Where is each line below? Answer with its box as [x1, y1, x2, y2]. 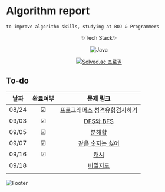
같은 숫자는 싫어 [78, 139, 120, 148]
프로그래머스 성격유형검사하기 [60, 105, 138, 114]
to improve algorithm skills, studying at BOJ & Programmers [6, 24, 160, 30]
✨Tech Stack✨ [81, 34, 117, 41]
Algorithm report [6, 4, 90, 18]
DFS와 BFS [84, 117, 114, 125]
